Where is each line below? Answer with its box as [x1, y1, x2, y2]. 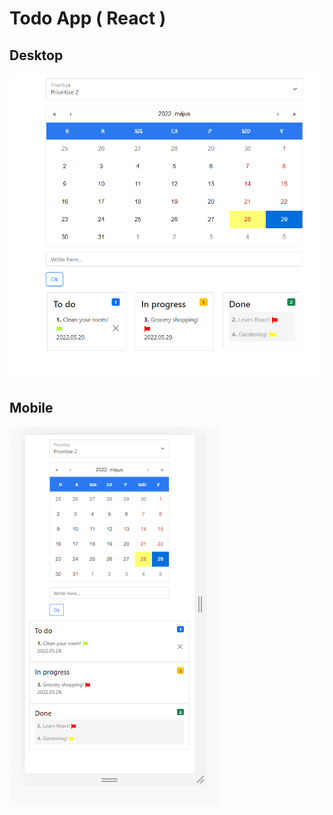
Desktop [9, 47, 64, 64]
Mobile [9, 399, 54, 416]
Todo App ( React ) [9, 7, 167, 30]
